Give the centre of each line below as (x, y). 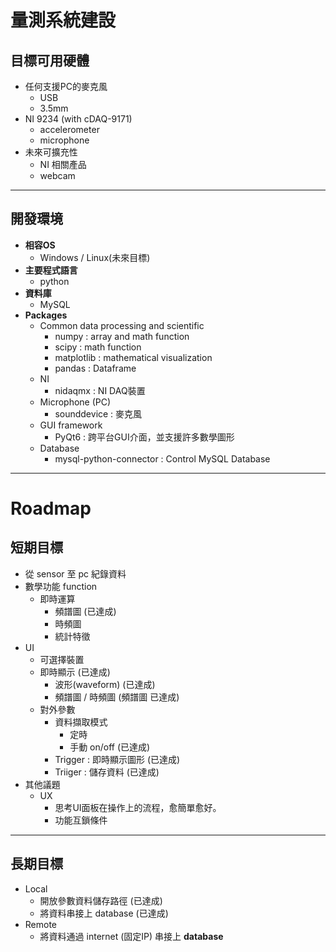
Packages (46, 315)
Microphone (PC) (75, 402)
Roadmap (51, 508)
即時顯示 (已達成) (75, 672)
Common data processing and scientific (122, 325)
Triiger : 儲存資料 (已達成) (107, 772)
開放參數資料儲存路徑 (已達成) (101, 900)
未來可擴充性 (51, 152)
